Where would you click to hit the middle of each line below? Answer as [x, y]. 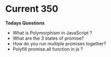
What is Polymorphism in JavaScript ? [52, 33]
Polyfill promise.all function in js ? [48, 49]
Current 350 [32, 9]
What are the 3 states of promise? [48, 38]
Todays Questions [25, 23]
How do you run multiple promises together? [59, 43]
